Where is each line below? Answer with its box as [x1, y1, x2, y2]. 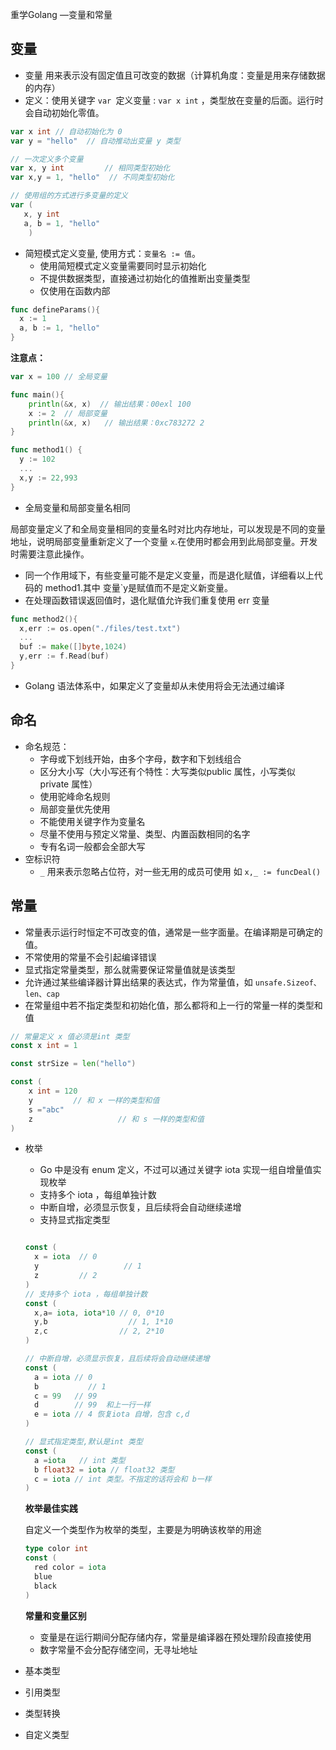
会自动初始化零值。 [24, 106, 105, 118]
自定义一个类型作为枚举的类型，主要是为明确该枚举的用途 [24, 1524, 262, 1536]
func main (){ [10, 389, 65, 400]
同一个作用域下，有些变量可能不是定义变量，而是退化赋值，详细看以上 [24, 569, 315, 581]
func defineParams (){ [10, 304, 101, 315]
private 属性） [39, 778, 98, 790]
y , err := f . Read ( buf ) [19, 651, 110, 662]
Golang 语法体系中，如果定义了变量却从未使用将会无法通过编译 [24, 679, 285, 692]
